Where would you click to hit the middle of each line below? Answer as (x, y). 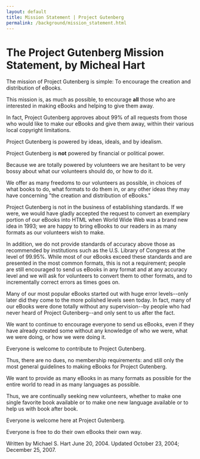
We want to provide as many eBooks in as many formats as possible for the (99, 378)
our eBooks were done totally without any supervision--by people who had (99, 307)
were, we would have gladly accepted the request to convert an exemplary (98, 213)
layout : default (26, 12)
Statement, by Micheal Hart (76, 65)
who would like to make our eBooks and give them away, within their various (100, 124)
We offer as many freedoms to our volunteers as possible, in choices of (94, 183)
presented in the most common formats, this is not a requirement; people (96, 263)
